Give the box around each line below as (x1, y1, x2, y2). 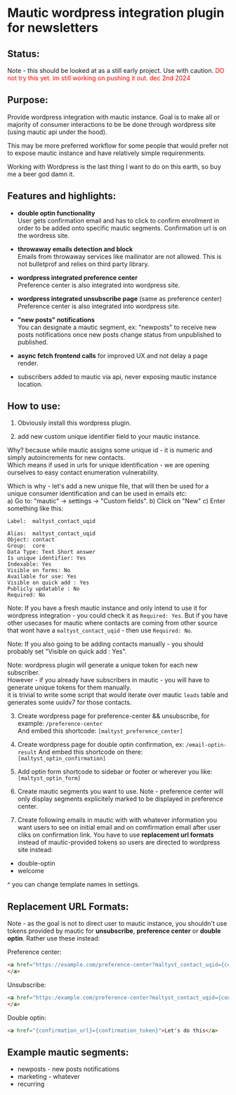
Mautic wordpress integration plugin (7, 5, 225, 21)
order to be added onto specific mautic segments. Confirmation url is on (17, 223, 227, 232)
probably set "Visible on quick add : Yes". (7, 647, 127, 656)
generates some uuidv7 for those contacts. (7, 698, 132, 707)
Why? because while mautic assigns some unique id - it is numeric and (7, 446, 213, 454)
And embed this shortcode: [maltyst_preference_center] (17, 726, 183, 735)
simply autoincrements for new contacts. (7, 453, 126, 462)
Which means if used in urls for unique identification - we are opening (7, 461, 209, 470)
